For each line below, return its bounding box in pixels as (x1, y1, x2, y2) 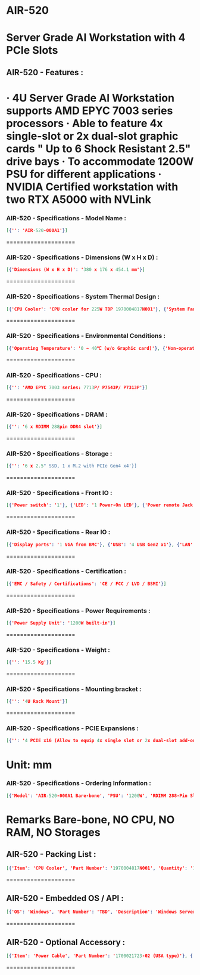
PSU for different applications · (6, 167, 162, 181)
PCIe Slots (6, 44, 58, 57)
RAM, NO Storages (6, 825, 101, 839)
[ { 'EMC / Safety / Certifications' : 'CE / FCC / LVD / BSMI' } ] (6, 580, 167, 587)
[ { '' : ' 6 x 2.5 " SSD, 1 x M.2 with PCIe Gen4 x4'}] (6, 463, 137, 469)
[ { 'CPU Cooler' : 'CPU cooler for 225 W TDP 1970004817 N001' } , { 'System (6, 306, 185, 312)
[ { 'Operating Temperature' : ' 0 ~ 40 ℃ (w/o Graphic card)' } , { (6, 345, 165, 351)
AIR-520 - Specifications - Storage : (6, 449, 112, 457)
